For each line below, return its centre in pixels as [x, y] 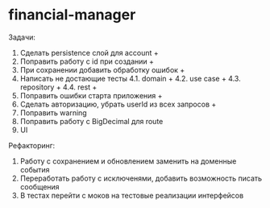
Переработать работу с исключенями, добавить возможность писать [141, 178]
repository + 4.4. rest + [58, 87]
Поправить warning [53, 112]
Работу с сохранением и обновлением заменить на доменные [128, 161]
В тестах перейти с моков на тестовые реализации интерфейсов [132, 195]
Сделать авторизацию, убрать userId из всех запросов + [118, 104]
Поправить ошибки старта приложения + [91, 95]
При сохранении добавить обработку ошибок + [102, 69]
